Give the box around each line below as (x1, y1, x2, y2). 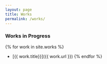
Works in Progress (5, 32, 51, 39)
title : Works (5, 12, 32, 17)
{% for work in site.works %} (5, 44, 64, 50)
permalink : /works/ (5, 16, 46, 21)
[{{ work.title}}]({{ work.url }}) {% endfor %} (12, 53, 103, 59)
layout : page (5, 7, 32, 12)
